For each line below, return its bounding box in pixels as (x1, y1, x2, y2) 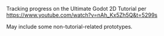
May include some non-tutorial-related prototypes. (6, 23, 133, 30)
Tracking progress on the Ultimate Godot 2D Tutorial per (6, 5, 146, 12)
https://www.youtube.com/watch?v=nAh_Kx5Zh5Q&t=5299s (6, 11, 158, 19)
